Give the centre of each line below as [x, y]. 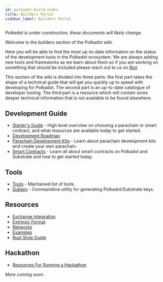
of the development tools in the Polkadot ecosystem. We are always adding [81, 57]
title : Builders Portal [30, 14]
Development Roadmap [36, 136]
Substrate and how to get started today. [52, 157]
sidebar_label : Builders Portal [38, 19]
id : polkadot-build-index [32, 10]
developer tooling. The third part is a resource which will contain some [77, 93]
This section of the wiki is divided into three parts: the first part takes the [79, 77]
